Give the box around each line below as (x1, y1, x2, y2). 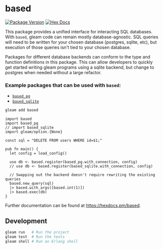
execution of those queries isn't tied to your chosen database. (5, 44, 131, 50)
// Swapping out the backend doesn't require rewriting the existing (9, 172, 155, 177)
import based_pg (5, 121, 38, 126)
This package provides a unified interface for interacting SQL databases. (5, 28, 153, 34)
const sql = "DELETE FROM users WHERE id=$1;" (5, 138, 102, 143)
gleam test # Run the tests (5, 234, 65, 239)
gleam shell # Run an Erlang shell (5, 239, 78, 244)
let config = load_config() (9, 151, 67, 156)
